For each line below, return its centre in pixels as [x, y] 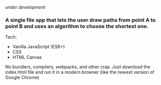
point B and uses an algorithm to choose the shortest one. [77, 26]
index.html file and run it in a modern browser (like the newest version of [80, 72]
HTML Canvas [27, 57]
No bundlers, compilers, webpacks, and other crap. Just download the [78, 67]
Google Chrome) [22, 78]
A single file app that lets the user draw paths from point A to [80, 20]
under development [25, 7]
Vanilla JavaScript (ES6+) [38, 47]
